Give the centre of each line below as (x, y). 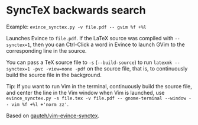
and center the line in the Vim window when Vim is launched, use (85, 92)
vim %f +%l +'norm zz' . (40, 104)
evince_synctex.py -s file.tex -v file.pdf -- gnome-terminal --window (96, 98)
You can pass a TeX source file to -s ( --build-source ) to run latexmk (89, 62)
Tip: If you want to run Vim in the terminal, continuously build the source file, (99, 86)
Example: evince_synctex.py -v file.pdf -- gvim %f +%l (76, 27)
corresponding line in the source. (46, 50)
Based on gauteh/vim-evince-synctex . (53, 116)
